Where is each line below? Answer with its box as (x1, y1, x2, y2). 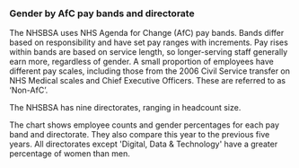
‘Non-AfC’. (9, 84, 48, 96)
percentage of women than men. (9, 148, 130, 159)
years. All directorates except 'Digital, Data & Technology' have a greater (9, 138, 278, 150)
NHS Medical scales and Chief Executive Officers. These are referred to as (9, 75, 286, 86)
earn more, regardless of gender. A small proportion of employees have (9, 57, 274, 67)
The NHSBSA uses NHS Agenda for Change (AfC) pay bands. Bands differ (9, 28, 285, 39)
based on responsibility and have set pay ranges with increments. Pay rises (9, 37, 289, 48)
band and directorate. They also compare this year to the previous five (9, 129, 270, 140)
